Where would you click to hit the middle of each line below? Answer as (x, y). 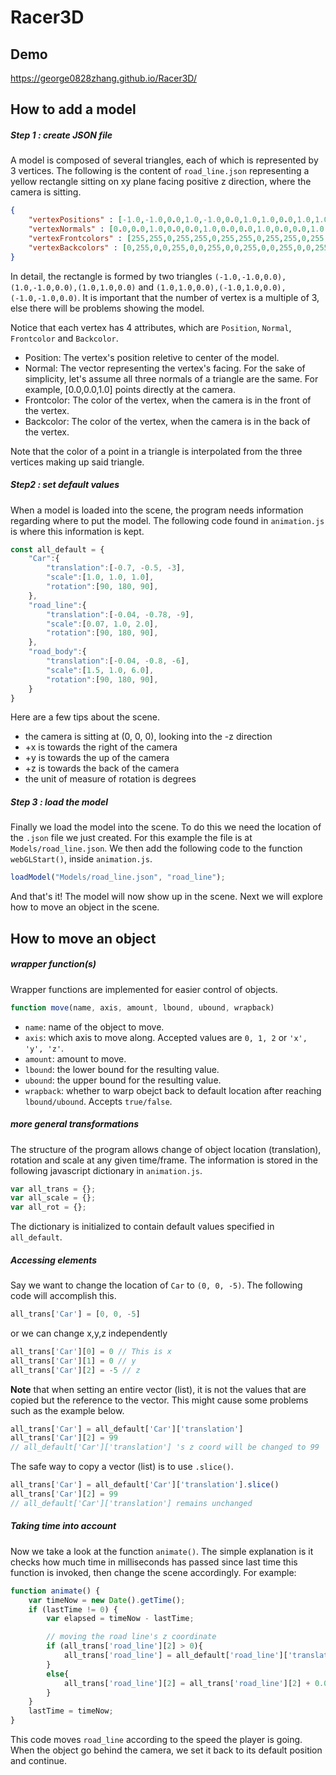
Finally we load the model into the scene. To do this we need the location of (166, 827)
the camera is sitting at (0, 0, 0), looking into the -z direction (148, 737)
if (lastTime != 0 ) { (73, 1609)
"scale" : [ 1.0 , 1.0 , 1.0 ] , (100, 577)
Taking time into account (63, 1526)
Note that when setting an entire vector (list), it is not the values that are (158, 1389)
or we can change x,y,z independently (89, 1333)
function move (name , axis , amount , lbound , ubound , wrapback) (142, 1007)
